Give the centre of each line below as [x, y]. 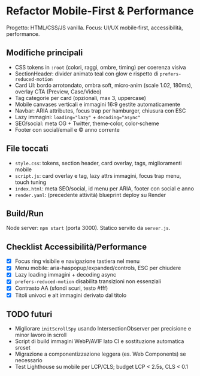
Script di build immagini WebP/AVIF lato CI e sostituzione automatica [99, 341]
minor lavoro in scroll [41, 335]
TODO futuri [29, 314]
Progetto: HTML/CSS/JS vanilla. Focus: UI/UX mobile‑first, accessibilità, [95, 28]
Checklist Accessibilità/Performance [77, 247]
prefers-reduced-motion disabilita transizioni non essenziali [88, 281]
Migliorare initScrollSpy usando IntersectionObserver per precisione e [103, 329]
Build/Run [25, 213]
